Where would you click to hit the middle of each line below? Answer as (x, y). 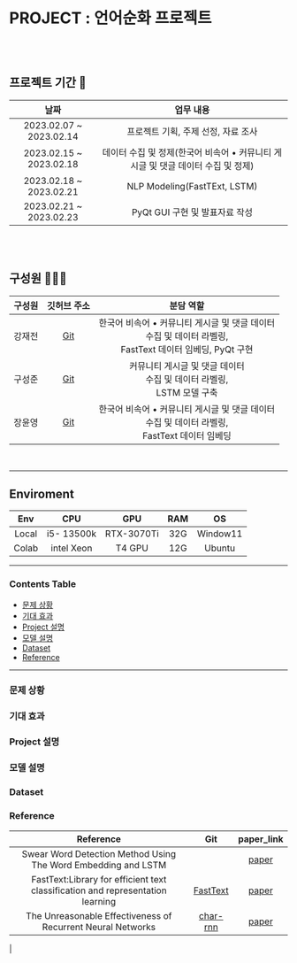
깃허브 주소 (69, 305)
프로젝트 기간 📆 (48, 83)
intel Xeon (72, 548)
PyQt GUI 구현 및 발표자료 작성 (192, 212)
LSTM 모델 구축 (187, 392)
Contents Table (43, 584)
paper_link (261, 839)
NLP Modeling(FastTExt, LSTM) (192, 186)
